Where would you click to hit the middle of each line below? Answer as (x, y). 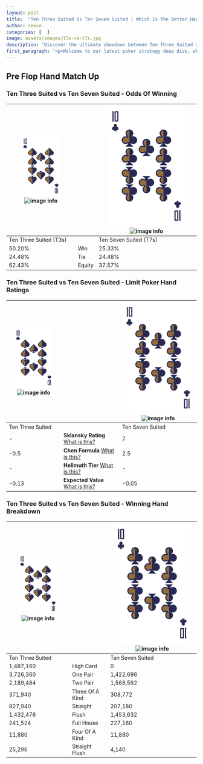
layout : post (23, 13)
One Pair (83, 675)
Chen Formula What (89, 450)
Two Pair (83, 683)
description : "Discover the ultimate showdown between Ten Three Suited (100, 45)
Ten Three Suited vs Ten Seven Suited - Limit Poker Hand (92, 283)
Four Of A (84, 731)
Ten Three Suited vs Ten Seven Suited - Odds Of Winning (92, 94)
